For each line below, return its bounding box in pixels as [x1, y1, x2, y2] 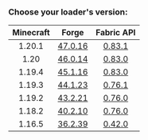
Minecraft [12, 27, 50, 38]
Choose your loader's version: [8, 6, 128, 18]
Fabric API [95, 27, 136, 38]
